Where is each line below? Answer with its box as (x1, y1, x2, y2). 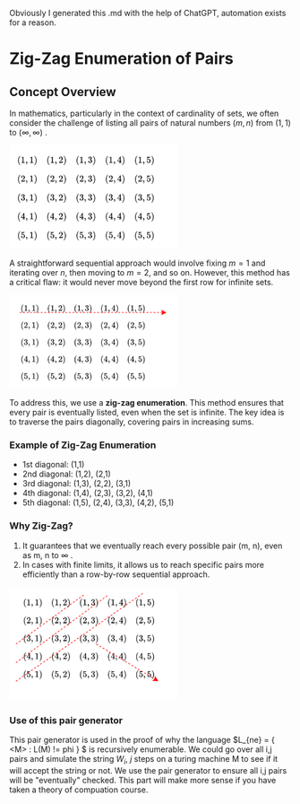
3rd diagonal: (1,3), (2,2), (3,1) (21, 478, 132, 489)
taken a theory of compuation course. (9, 784, 149, 795)
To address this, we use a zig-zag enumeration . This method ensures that (9, 398, 285, 408)
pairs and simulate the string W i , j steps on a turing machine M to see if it (9, 754, 279, 766)
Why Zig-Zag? (9, 520, 73, 532)
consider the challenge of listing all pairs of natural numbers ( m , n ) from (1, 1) (9, 118, 291, 128)
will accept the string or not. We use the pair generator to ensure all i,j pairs (9, 765, 287, 776)
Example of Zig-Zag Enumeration (9, 439, 157, 451)
